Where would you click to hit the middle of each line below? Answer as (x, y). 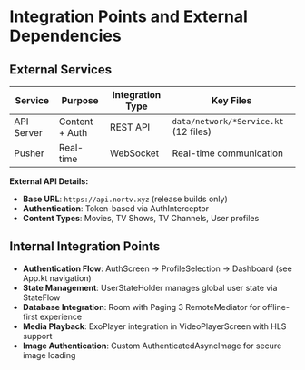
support (37, 336)
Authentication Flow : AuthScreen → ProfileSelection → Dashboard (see (157, 268)
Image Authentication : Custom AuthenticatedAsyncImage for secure (152, 346)
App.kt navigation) (57, 277)
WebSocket (135, 153)
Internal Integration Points (85, 247)
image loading (49, 355)
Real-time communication (228, 153)
